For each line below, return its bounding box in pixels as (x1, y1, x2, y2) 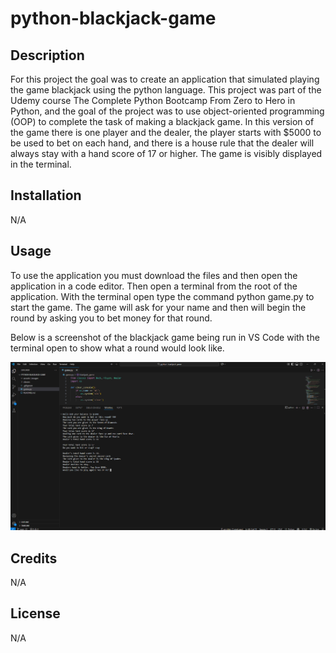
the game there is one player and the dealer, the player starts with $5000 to (10, 127, 322, 138)
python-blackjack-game (10, 7, 217, 30)
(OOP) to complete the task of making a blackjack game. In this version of (10, 116, 315, 127)
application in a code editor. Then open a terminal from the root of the (10, 280, 298, 292)
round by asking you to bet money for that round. (10, 312, 213, 324)
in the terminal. (10, 158, 72, 170)
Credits (10, 550, 58, 567)
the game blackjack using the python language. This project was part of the (10, 84, 322, 96)
